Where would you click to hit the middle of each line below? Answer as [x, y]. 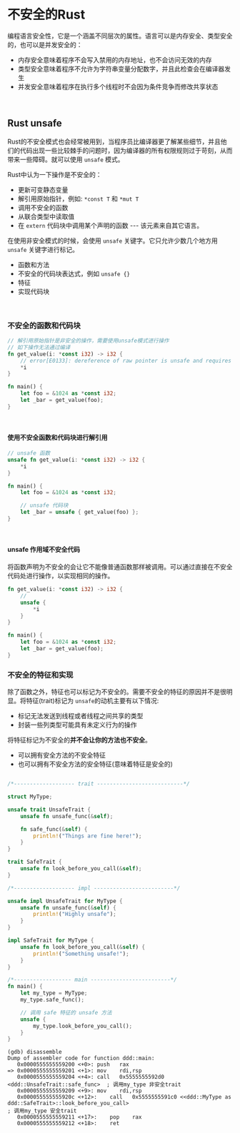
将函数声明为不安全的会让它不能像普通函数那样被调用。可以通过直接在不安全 [120, 567]
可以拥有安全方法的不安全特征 [61, 755]
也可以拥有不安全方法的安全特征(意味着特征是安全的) [95, 764]
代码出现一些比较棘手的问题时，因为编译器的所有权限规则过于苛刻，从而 [126, 150]
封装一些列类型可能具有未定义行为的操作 [77, 725]
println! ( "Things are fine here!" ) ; [87, 836]
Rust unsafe [35, 123]
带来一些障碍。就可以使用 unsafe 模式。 [66, 159]
